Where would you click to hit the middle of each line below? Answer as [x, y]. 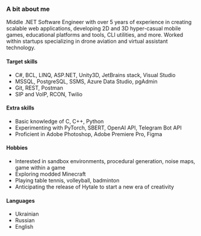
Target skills [22, 61]
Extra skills [20, 108]
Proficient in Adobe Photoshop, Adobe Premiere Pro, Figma [88, 134]
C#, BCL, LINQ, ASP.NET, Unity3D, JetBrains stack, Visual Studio [95, 75]
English [24, 227]
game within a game [40, 167]
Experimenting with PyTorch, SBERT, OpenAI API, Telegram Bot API [98, 128]
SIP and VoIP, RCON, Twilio [49, 94]
